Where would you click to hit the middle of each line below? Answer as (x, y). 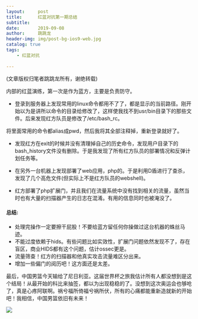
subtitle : (18, 22)
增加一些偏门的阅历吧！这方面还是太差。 (64, 264)
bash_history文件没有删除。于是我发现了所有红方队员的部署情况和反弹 (100, 150)
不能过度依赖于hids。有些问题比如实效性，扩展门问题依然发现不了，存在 (102, 241)
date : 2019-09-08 (35, 28)
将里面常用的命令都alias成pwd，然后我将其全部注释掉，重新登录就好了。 (94, 131)
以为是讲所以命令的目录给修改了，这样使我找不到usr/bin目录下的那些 (103, 111)
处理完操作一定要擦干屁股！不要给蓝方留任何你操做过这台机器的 (92, 226)
